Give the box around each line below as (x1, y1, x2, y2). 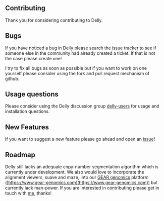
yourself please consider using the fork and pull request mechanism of (5, 70, 150, 76)
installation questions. (5, 108, 50, 114)
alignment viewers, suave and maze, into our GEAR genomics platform (5, 174, 149, 181)
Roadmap (5, 150, 36, 159)
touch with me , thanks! (5, 190, 52, 196)
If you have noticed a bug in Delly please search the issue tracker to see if (5, 45, 157, 51)
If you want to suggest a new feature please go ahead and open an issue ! (5, 136, 155, 142)
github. (5, 76, 20, 82)
